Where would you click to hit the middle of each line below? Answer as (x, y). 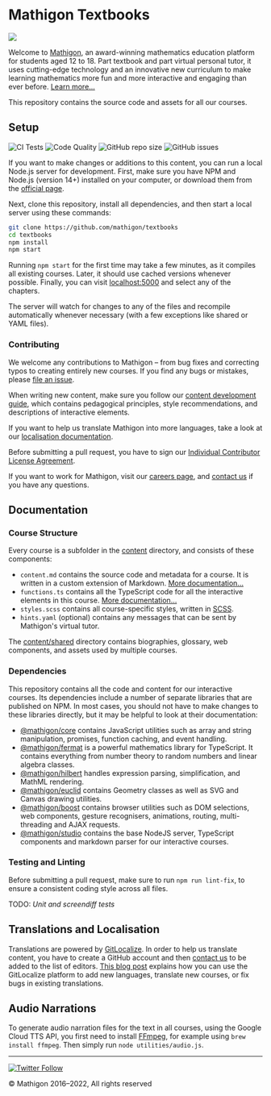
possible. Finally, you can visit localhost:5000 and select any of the (120, 282)
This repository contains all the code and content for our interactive (120, 689)
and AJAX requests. (87, 824)
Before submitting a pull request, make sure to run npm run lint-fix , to (127, 880)
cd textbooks (30, 235)
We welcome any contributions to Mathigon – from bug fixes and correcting (134, 362)
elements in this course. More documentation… (98, 600)
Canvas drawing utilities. (61, 798)
